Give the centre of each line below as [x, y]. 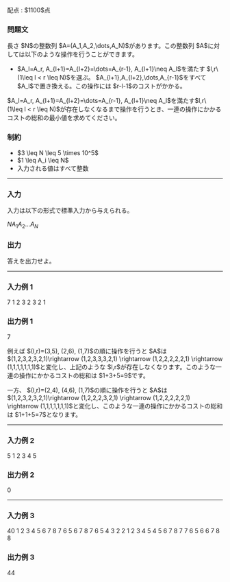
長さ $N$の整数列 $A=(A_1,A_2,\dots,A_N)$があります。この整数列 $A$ [107, 46]
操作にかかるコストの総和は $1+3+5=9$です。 [84, 375]
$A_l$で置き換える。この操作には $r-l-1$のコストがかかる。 [101, 86]
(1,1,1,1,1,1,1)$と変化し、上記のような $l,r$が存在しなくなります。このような [112, 366]
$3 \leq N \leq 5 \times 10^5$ [58, 152]
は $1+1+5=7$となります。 [44, 415]
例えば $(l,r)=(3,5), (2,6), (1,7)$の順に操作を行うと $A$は [87, 351]
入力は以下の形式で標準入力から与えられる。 [70, 210]
